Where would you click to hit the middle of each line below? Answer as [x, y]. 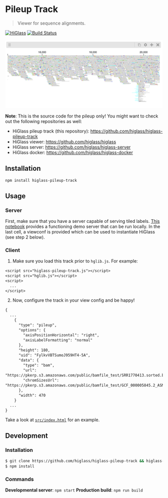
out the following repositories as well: [44, 121]
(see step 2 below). [25, 237]
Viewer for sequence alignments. [51, 23]
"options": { [32, 330]
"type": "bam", [39, 365]
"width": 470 [32, 396]
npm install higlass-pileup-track [41, 181]
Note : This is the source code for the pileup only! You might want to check [82, 116]
